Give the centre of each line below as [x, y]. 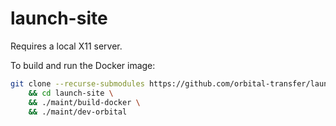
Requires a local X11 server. [66, 46]
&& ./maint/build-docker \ [84, 102]
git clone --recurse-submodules [77, 83]
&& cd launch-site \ [71, 93]
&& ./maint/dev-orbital [78, 112]
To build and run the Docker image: [83, 65]
